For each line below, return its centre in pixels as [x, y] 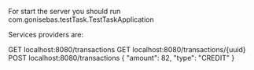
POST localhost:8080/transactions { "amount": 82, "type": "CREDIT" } [121, 58]
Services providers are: [46, 35]
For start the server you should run [64, 11]
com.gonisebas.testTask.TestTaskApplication [81, 19]
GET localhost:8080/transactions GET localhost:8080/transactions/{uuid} [127, 49]
